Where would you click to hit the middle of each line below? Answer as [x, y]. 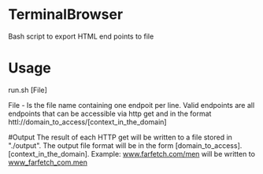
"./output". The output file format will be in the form [91, 145]
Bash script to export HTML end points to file [81, 36]
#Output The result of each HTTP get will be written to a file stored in [120, 137]
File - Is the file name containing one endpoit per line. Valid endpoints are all [131, 105]
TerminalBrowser [66, 15]
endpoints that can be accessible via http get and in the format [110, 113]
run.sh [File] [28, 90]
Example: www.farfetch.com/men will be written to [173, 154]
